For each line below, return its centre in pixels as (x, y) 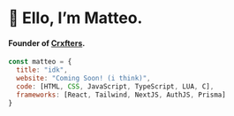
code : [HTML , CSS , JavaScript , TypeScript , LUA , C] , (115, 87)
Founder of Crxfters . (47, 43)
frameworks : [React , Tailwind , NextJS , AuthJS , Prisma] (121, 95)
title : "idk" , (42, 70)
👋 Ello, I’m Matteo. (75, 18)
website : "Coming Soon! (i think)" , (83, 79)
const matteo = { (40, 62)
